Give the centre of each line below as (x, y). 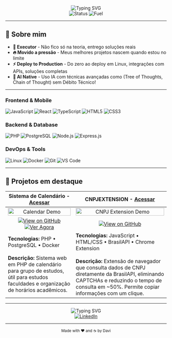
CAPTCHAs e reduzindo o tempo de (119, 280)
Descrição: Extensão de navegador (119, 261)
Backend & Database (31, 125)
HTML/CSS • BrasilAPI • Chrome (115, 242)
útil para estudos (28, 277)
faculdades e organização (39, 284)
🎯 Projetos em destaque (44, 182)
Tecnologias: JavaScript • (107, 235)
